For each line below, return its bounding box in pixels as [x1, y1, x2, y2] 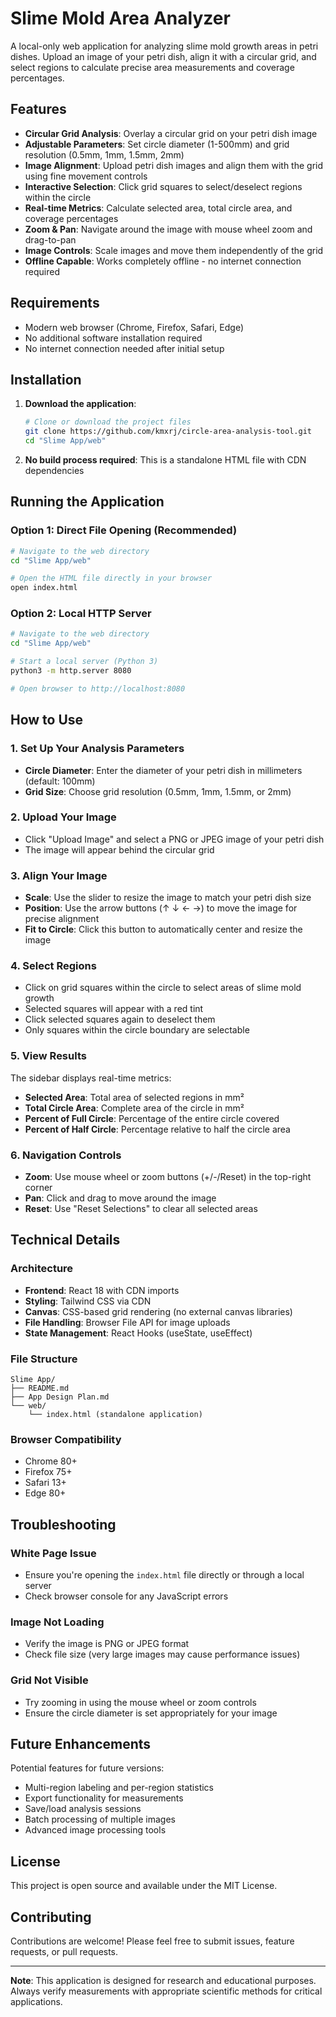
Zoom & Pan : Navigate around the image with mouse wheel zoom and [24, 223, 313, 235]
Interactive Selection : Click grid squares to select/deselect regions [24, 180, 303, 192]
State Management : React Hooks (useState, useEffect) [24, 1327, 253, 1339]
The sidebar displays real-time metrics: [10, 1072, 172, 1084]
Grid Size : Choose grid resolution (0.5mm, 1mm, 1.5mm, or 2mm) [24, 785, 292, 797]
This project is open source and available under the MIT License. [10, 1880, 278, 1892]
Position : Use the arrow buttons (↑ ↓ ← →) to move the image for [24, 902, 298, 914]
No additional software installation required [24, 332, 203, 344]
